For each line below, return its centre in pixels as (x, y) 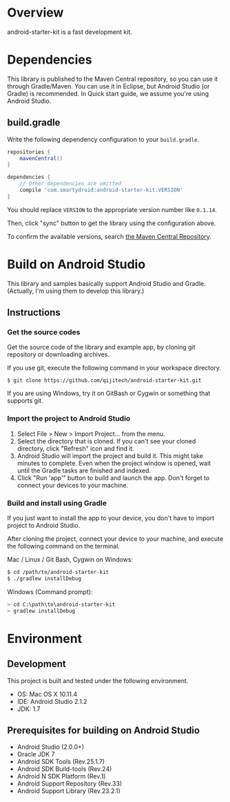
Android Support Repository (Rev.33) (70, 784)
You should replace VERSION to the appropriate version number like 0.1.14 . (112, 209)
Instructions (34, 313)
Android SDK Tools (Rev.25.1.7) (61, 762)
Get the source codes (44, 332)
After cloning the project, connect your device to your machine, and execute (115, 539)
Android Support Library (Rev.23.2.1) (69, 791)
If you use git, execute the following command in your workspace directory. (114, 368)
